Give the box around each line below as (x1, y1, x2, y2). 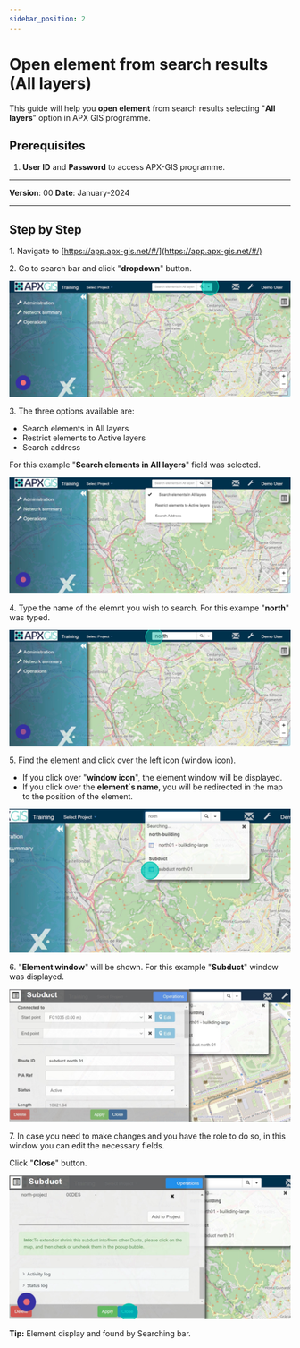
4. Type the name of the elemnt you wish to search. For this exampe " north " (9, 602, 290, 613)
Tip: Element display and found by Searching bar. (9, 1327, 192, 1338)
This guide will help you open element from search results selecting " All (9, 103, 276, 114)
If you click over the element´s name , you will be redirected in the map (21, 781, 284, 792)
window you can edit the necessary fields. (9, 1139, 165, 1150)
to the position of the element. (21, 790, 134, 801)
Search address (21, 442, 81, 453)
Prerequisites (9, 138, 86, 153)
